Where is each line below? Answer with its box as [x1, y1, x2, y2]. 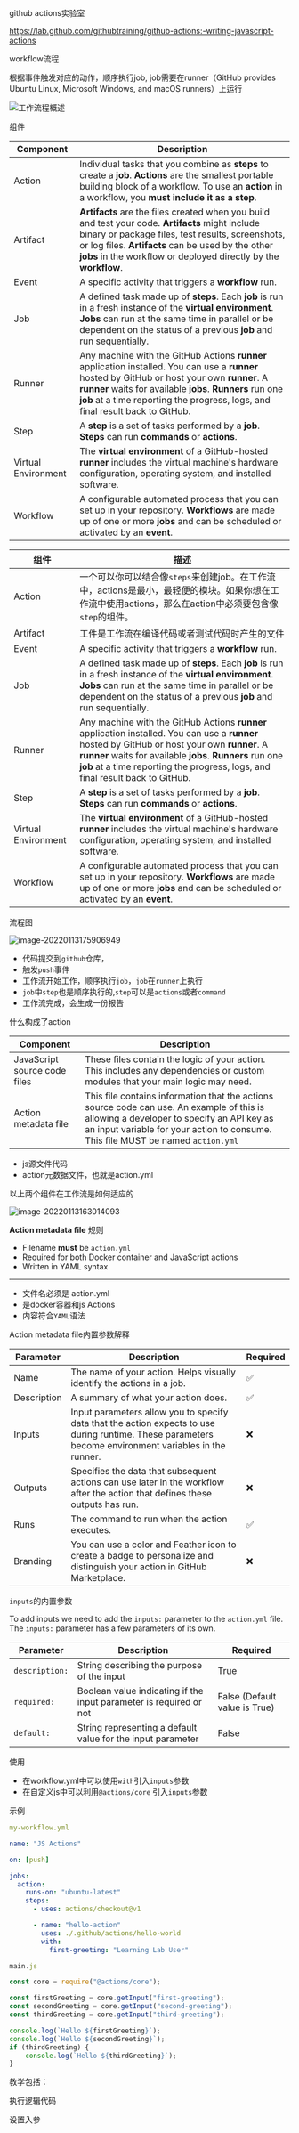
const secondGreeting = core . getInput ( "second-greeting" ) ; [9, 2002, 233, 2011]
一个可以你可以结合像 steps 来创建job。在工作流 [79, 571, 276, 583]
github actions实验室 [9, 8, 85, 18]
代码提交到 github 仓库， [21, 953, 109, 963]
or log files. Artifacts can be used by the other [79, 239, 274, 251]
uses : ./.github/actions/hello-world [41, 1928, 181, 1938]
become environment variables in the [70, 1440, 226, 1451]
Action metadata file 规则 [9, 1225, 104, 1235]
